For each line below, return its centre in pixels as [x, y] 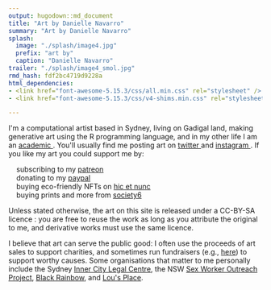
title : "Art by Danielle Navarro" [67, 23]
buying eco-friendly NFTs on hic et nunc [83, 187]
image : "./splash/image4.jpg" [66, 46]
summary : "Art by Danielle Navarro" [70, 31]
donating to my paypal [53, 178]
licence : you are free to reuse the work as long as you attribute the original [133, 219]
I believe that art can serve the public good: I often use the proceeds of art [132, 243]
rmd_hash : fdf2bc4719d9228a [56, 76]
